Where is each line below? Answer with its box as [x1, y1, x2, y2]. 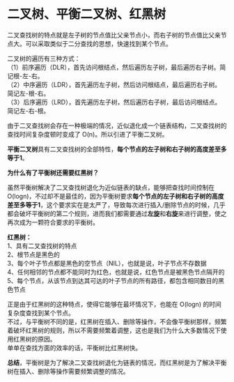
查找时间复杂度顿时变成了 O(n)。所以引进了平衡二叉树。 [7, 130, 169, 138]
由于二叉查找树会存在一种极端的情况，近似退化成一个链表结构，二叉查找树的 [7, 121, 227, 130]
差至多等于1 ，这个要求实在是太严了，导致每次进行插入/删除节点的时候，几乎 [7, 200, 226, 209]
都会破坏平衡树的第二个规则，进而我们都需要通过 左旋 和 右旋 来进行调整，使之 [7, 209, 227, 217]
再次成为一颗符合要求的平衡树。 [7, 217, 99, 227]
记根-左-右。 [7, 71, 44, 80]
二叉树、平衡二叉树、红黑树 [7, 6, 166, 22]
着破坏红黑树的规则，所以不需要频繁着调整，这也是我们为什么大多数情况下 [7, 326, 221, 335]
